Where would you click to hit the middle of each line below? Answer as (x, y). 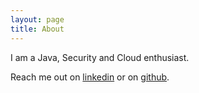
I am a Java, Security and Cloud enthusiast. (100, 57)
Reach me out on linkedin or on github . (90, 77)
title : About (37, 29)
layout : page (37, 19)
